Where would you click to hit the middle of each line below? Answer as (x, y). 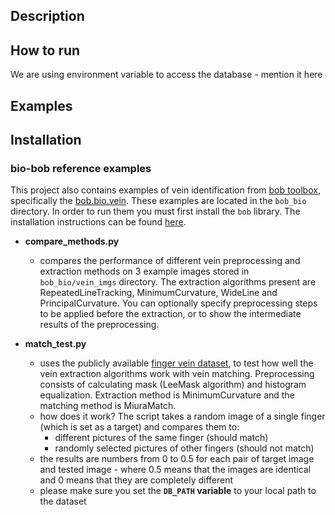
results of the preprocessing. (99, 325)
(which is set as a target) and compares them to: (139, 427)
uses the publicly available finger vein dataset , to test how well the (176, 363)
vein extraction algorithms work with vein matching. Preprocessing (177, 374)
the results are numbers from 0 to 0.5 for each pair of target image (177, 459)
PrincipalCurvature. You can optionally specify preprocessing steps (178, 303)
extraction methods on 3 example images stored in (144, 271)
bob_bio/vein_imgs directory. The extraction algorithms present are (178, 282)
